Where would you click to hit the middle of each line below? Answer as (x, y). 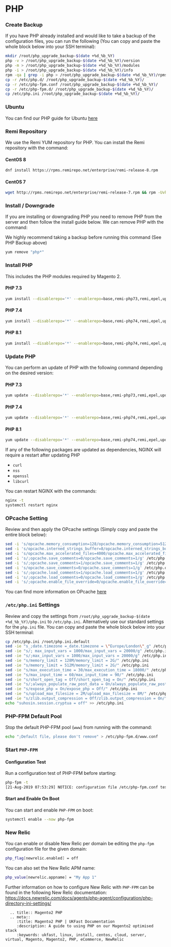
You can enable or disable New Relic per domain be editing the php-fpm (80, 844)
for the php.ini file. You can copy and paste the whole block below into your (85, 627)
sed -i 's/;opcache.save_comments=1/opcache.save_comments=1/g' (75, 563)
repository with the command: (37, 148)
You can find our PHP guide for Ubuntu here (51, 118)
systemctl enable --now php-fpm (39, 820)
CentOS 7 (16, 182)
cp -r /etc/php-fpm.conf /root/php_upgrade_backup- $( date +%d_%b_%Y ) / (82, 85)
